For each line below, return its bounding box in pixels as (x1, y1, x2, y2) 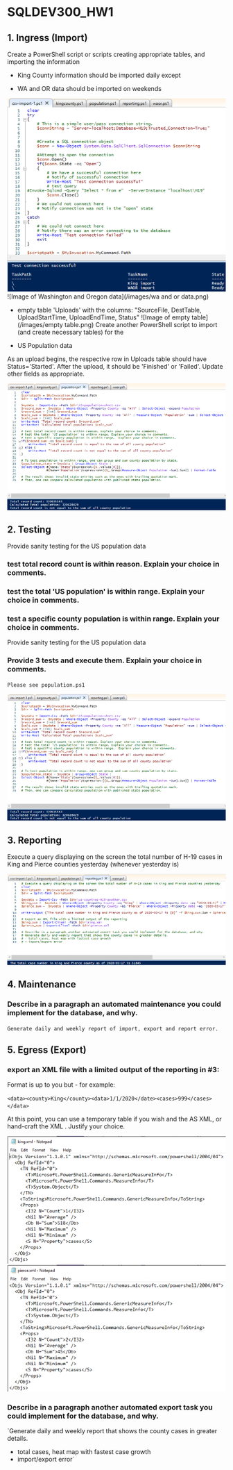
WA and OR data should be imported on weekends (17, 85, 162, 92)
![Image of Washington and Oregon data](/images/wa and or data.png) (7, 292, 209, 301)
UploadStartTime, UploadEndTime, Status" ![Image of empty (17, 313, 191, 321)
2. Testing (7, 524, 51, 535)
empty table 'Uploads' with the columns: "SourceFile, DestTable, (17, 306, 202, 314)
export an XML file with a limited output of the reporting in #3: (7, 1064, 220, 1074)
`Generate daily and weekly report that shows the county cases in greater (7, 1427, 218, 1435)
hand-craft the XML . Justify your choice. (7, 1122, 126, 1130)
